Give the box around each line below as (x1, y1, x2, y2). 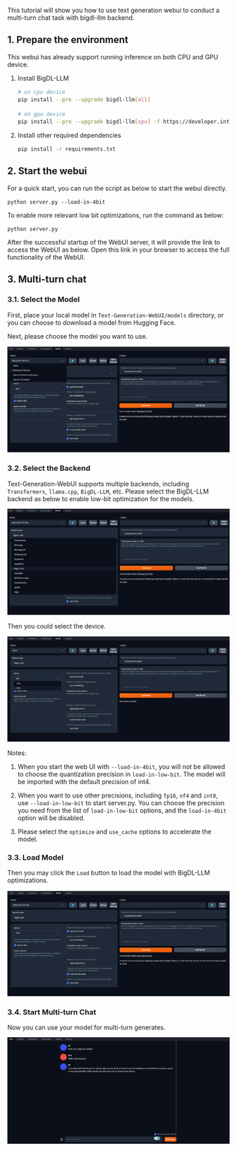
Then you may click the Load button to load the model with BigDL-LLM (7, 869, 210, 877)
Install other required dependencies (17, 131, 121, 140)
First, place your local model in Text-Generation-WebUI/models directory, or (7, 310, 224, 319)
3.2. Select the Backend (7, 463, 91, 473)
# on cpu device (17, 88, 66, 95)
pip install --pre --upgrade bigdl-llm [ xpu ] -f (17, 118, 161, 126)
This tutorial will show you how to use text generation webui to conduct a (7, 6, 220, 14)
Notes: (7, 749, 27, 757)
